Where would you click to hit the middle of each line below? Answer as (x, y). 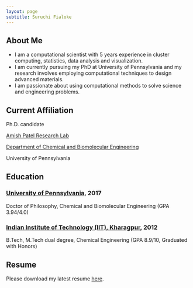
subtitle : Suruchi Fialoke (39, 17)
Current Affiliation (40, 110)
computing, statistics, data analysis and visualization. (79, 61)
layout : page (22, 11)
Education (25, 177)
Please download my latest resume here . (55, 279)
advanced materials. (39, 79)
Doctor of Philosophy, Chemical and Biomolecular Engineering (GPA (88, 206)
